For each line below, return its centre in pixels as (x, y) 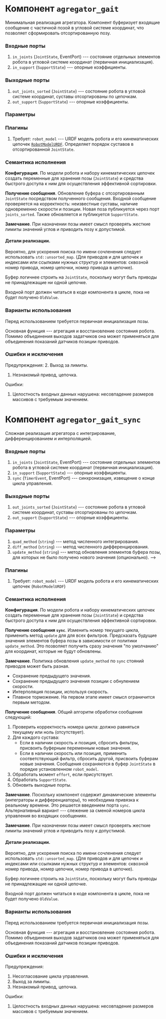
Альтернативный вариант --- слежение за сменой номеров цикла (75, 811)
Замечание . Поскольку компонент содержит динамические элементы (81, 795)
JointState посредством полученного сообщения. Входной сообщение (81, 199)
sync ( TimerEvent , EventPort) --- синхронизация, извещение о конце (83, 478)
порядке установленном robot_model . (59, 769)
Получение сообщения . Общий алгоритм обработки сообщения (74, 712)
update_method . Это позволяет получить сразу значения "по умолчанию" (82, 646)
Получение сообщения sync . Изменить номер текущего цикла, (72, 630)
